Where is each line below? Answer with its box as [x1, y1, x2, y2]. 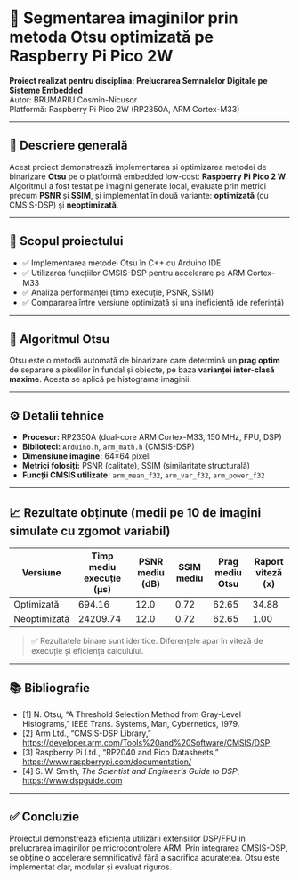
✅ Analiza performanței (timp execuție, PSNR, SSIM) [21, 287, 214, 298]
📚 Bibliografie [9, 681, 91, 696]
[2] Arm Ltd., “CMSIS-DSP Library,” [21, 728, 151, 738]
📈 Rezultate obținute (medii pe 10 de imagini [9, 505, 262, 520]
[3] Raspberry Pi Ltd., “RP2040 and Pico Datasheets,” [21, 746, 220, 757]
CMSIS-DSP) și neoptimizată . [9, 200, 119, 210]
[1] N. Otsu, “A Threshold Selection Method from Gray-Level [21, 708, 242, 720]
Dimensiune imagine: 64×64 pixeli [21, 451, 151, 461]
